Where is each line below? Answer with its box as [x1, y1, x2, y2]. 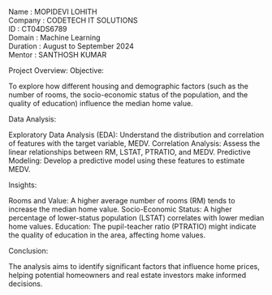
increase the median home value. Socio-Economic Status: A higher [8, 204, 233, 214]
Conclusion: [8, 246, 49, 255]
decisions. [8, 279, 43, 289]
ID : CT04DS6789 [8, 24, 67, 33]
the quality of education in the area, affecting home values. [8, 230, 205, 240]
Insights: [8, 180, 37, 190]
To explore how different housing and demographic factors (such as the [8, 81, 249, 91]
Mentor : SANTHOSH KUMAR [8, 50, 107, 59]
